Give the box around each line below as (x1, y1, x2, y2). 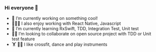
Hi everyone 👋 (4, 4, 38, 11)
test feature (11, 36, 35, 42)
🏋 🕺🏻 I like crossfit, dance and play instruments (11, 41, 107, 48)
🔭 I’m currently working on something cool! (11, 16, 98, 21)
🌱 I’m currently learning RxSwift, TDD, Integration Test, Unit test (11, 26, 139, 32)
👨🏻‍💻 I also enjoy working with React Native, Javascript (11, 20, 121, 26)
